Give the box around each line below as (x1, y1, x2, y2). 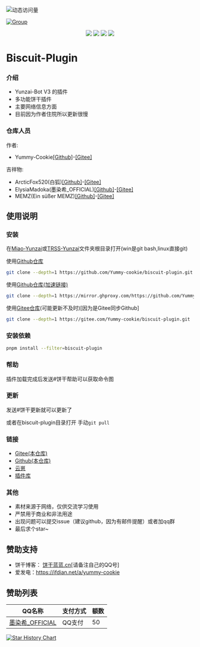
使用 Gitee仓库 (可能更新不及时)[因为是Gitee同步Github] (6, 304, 140, 312)
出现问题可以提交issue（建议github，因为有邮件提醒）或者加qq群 (14, 518, 176, 525)
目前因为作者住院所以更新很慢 (14, 111, 88, 118)
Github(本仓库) (14, 457, 51, 464)
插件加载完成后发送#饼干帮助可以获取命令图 (6, 375, 114, 382)
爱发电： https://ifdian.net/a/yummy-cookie (14, 569, 120, 576)
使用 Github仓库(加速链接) (6, 281, 68, 288)
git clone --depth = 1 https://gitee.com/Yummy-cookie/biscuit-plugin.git (6, 316, 190, 322)
